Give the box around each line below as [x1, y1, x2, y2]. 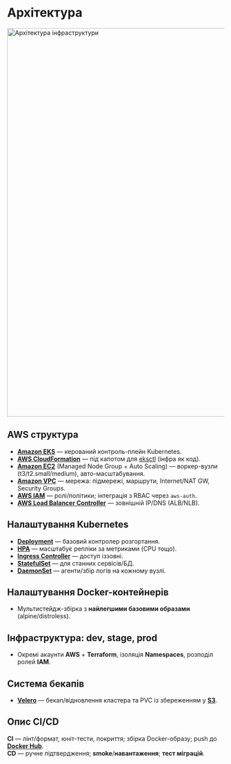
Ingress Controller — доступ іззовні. [17, 551, 123, 560]
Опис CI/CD [7, 716, 59, 728]
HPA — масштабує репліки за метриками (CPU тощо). [17, 544, 177, 553]
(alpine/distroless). [17, 612, 71, 620]
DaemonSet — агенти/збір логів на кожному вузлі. [17, 566, 166, 575]
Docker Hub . [7, 741, 44, 750]
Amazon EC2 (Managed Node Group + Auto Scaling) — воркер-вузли [17, 461, 218, 470]
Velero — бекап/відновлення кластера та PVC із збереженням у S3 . [17, 696, 218, 704]
